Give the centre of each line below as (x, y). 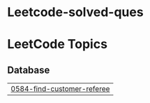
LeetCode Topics (58, 44)
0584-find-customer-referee (60, 89)
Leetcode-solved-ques (76, 12)
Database (29, 70)
